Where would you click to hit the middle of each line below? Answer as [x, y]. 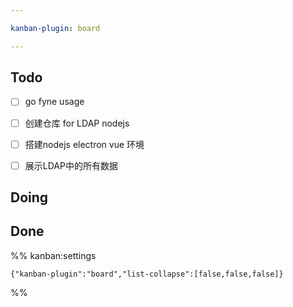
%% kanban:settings [53, 255]
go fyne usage [54, 102]
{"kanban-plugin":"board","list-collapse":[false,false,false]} [147, 274]
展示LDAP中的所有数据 [71, 165]
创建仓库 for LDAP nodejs [77, 123]
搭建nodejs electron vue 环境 [84, 144]
